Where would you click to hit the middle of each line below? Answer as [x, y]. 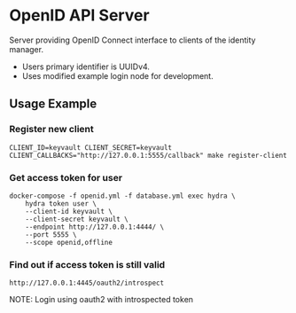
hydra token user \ [61, 203]
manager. [27, 49]
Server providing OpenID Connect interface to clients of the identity [132, 40]
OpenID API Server [79, 16]
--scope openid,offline [69, 242]
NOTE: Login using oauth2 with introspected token [101, 300]
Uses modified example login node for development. [118, 75]
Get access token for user [66, 177]
